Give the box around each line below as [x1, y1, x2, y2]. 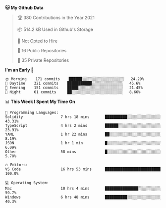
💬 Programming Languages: [5, 110, 58, 115]
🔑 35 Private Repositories [17, 57, 69, 63]
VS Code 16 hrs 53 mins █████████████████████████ [5, 167, 161, 172]
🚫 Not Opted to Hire [17, 38, 58, 44]
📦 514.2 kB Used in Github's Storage [17, 26, 93, 32]
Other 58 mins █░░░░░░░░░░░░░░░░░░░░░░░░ [5, 149, 161, 154]
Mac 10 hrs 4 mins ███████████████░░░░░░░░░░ [5, 186, 161, 191]
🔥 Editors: [5, 162, 28, 167]
